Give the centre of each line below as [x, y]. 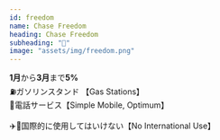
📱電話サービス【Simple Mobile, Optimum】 [89, 105]
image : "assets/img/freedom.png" [72, 51]
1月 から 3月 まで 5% [44, 78]
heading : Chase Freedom [54, 34]
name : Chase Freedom [48, 26]
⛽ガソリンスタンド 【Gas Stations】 [75, 92]
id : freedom [32, 17]
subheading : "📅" [40, 43]
